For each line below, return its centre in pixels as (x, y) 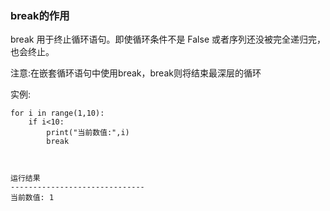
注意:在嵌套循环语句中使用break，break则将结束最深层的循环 (136, 73)
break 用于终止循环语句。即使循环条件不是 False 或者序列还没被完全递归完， (168, 39)
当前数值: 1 (32, 198)
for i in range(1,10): (57, 113)
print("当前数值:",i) (88, 133)
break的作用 (40, 15)
